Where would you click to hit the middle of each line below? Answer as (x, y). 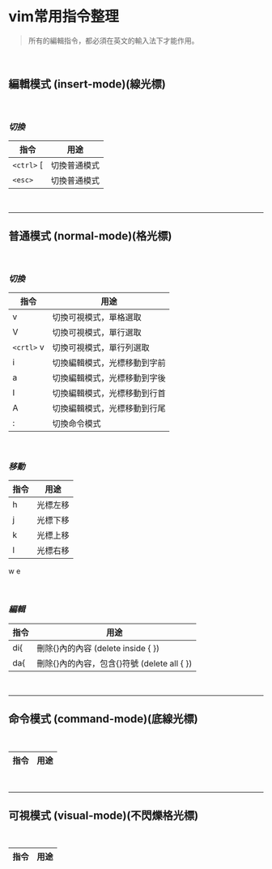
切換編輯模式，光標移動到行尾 (109, 408)
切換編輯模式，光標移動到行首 (109, 394)
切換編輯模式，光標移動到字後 (109, 378)
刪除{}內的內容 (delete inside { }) (98, 648)
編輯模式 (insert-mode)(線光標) (87, 85)
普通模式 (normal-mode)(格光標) (90, 236)
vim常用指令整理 (64, 17)
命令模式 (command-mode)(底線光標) (103, 719)
